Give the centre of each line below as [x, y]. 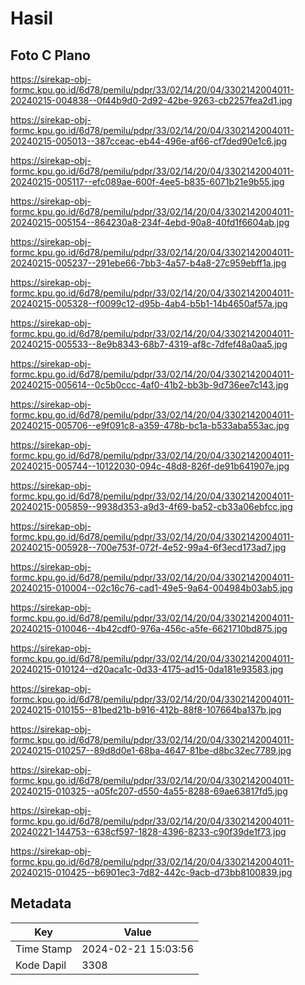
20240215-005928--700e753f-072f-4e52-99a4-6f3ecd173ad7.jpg [148, 547]
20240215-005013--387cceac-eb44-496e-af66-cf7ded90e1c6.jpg [149, 141]
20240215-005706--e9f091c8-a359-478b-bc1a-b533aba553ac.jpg [150, 425]
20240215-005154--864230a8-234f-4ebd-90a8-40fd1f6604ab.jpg [150, 222]
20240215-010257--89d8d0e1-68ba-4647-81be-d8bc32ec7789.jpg [151, 750]
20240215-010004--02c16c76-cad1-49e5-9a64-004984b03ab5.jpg [151, 588]
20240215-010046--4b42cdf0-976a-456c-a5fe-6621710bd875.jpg [149, 628]
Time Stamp [44, 949]
